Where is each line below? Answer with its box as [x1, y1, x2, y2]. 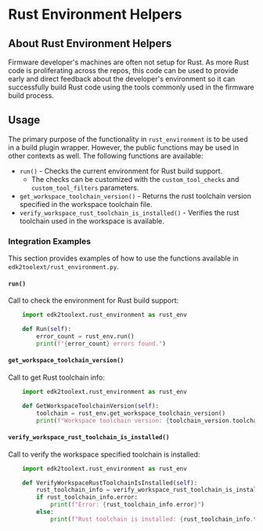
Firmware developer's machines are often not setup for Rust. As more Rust [8, 57, 249, 67]
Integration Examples [8, 235, 92, 246]
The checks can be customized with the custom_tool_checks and [31, 174, 240, 184]
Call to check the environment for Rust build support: [8, 296, 179, 305]
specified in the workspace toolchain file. [19, 199, 153, 209]
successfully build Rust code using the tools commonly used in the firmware [8, 82, 254, 92]
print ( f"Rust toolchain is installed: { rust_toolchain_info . [49, 515, 254, 523]
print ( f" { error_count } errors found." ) [36, 340, 167, 347]
